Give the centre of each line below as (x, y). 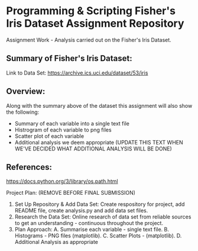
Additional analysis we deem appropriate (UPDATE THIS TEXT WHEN (99, 142)
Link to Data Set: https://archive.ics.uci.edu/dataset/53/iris (77, 73)
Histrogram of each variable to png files (63, 130)
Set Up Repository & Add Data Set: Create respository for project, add (100, 204)
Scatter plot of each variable (49, 136)
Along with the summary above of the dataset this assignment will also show (99, 105)
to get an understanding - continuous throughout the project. (89, 223)
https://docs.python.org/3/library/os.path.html (62, 181)
